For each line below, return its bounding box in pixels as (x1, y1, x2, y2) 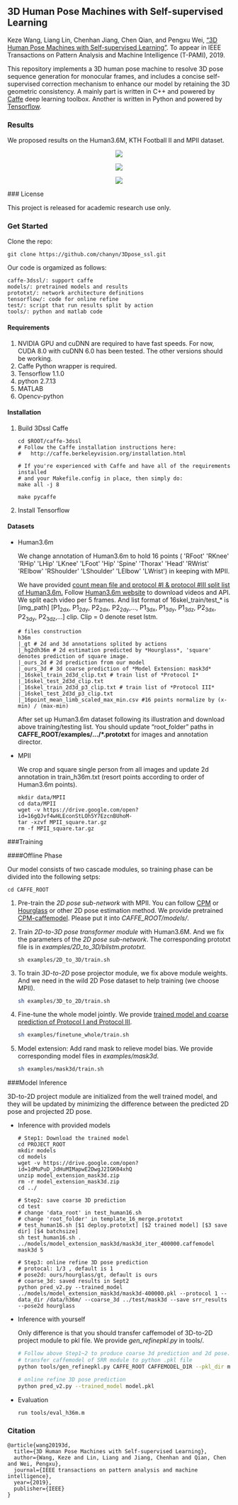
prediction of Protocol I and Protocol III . (17, 1018, 132, 1027)
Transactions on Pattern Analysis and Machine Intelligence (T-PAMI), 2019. (7, 50, 225, 59)
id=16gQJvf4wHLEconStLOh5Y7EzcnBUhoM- (17, 812, 132, 819)
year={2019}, (13, 1479, 52, 1486)
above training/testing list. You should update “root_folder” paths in (17, 722, 214, 730)
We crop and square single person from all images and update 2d (17, 765, 209, 773)
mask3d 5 (17, 1247, 44, 1254)
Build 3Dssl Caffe (17, 424, 69, 432)
